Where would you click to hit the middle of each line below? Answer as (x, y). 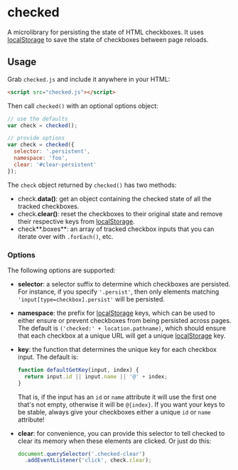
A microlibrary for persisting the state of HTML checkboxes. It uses (106, 32)
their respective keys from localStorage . (76, 221)
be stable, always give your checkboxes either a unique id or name (114, 412)
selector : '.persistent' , (52, 151)
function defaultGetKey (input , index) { (78, 370)
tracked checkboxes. (48, 206)
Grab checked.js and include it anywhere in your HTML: (89, 79)
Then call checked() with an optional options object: (83, 106)
